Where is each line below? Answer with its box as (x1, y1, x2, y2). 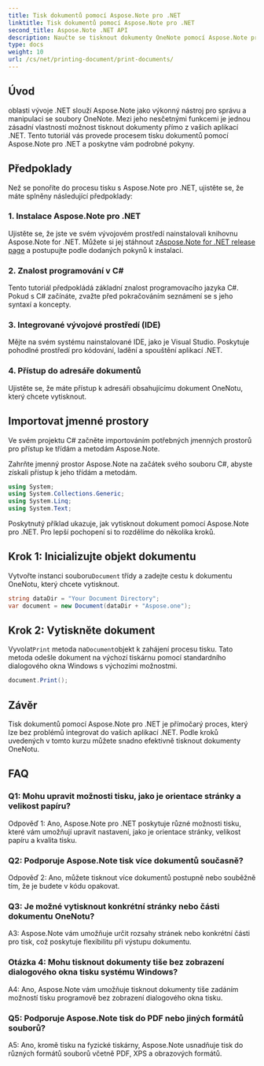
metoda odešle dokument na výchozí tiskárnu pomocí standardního (8, 653, 226, 663)
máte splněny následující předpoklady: (8, 191, 134, 201)
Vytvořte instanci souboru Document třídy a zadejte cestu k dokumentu (8, 570, 233, 580)
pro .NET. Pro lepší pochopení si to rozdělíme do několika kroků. (8, 527, 216, 537)
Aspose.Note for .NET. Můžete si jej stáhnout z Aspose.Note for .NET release (8, 237, 255, 247)
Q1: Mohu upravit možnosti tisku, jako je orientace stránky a (8, 791, 241, 802)
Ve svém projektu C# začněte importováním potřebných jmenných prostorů (8, 435, 252, 445)
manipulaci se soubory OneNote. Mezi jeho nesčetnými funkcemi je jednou (8, 113, 251, 123)
